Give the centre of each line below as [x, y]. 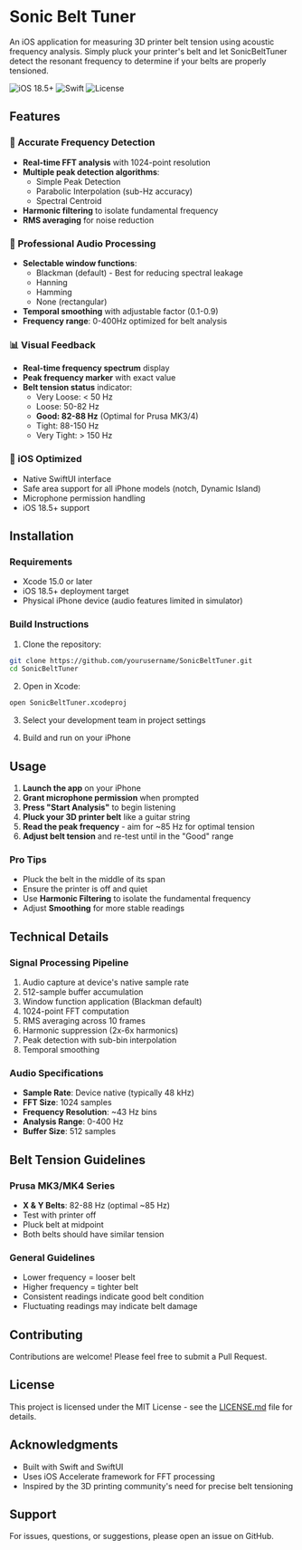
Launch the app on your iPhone [82, 788]
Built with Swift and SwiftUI [73, 1467]
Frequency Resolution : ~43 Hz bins [90, 1112]
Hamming [54, 292]
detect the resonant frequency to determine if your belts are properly [138, 61]
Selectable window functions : [80, 263]
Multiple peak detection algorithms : [91, 172]
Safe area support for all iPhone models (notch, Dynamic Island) [142, 488]
